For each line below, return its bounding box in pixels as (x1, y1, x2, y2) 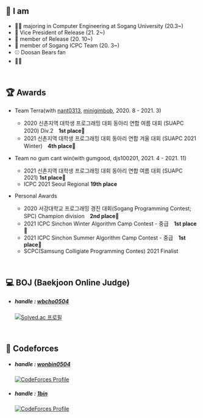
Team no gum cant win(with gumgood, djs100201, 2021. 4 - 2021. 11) (14, 154, 187, 161)
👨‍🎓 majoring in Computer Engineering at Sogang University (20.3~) (14, 22, 183, 29)
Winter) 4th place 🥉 (23, 142, 76, 149)
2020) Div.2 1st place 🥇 (23, 127, 85, 134)
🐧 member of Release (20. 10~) (14, 35, 93, 43)
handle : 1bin (14, 389, 48, 397)
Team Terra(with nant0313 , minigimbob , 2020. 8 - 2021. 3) (14, 107, 162, 114)
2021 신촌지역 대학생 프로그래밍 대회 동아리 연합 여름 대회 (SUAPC (23, 167, 183, 174)
